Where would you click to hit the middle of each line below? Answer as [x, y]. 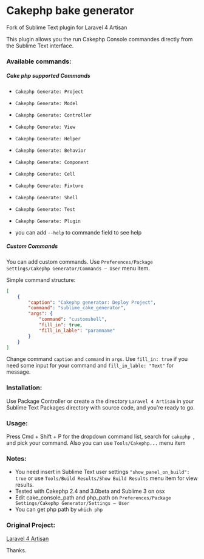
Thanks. [16, 550]
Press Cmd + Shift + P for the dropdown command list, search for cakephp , [101, 437]
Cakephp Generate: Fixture [49, 186]
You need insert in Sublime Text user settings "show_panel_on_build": [102, 472]
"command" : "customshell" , [73, 320]
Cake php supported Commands [49, 76]
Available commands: [39, 61]
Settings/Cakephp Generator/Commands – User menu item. [78, 268]
